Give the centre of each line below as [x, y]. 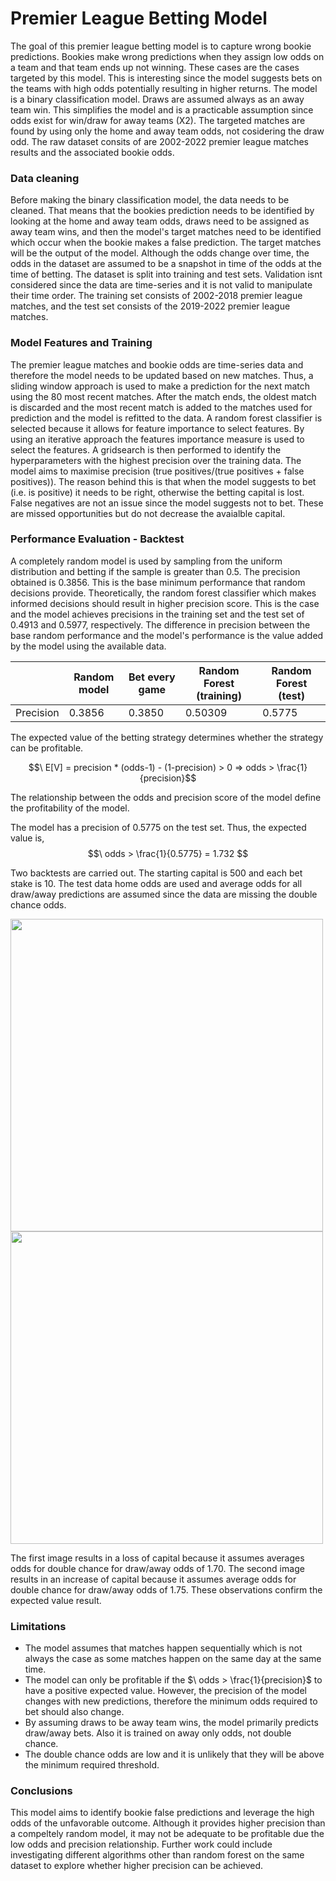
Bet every [152, 677]
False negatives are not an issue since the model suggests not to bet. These [167, 503]
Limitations [38, 1626]
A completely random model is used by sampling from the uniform [146, 561]
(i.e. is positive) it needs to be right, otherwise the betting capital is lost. [157, 492]
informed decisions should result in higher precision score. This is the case [165, 603]
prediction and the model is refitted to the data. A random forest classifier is [166, 418]
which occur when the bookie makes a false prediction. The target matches [166, 243]
